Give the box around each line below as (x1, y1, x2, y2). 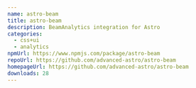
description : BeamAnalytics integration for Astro (7, 23, 160, 31)
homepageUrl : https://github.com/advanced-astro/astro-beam (7, 63, 190, 70)
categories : (7, 30, 43, 38)
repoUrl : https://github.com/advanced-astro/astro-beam (7, 57, 176, 64)
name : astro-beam (7, 10, 59, 18)
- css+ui (13, 37, 40, 44)
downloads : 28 (7, 70, 50, 77)
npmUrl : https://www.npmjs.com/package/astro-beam (7, 50, 160, 57)
